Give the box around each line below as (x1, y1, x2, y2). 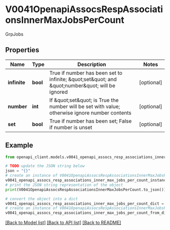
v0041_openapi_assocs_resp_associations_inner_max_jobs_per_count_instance (5, 178, 168, 183)
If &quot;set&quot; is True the (49, 96, 119, 103)
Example (5, 141, 33, 150)
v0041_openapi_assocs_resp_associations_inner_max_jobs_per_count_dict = (5, 201, 164, 206)
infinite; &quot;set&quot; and (49, 75, 117, 83)
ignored (49, 88, 68, 95)
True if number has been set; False (49, 118, 132, 125)
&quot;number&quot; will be (49, 82, 115, 89)
